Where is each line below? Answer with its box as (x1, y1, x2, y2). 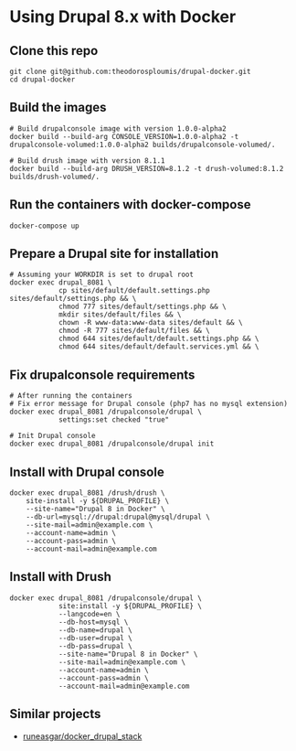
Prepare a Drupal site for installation (9, 246, 219, 262)
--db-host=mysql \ (58, 617, 129, 627)
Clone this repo (9, 43, 99, 59)
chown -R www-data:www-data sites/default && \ (58, 318, 244, 327)
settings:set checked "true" (58, 415, 170, 424)
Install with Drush (9, 569, 112, 585)
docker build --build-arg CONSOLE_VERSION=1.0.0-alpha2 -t (9, 132, 239, 141)
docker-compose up (9, 221, 79, 231)
